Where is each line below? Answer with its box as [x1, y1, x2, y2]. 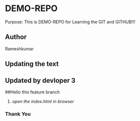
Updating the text [5, 60, 59, 68]
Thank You [5, 110, 31, 117]
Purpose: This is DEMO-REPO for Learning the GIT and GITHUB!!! [5, 19, 136, 25]
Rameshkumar [5, 45, 34, 51]
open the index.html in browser [12, 98, 74, 104]
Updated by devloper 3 [5, 76, 76, 85]
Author [5, 33, 27, 41]
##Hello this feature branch [5, 89, 60, 95]
